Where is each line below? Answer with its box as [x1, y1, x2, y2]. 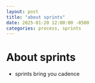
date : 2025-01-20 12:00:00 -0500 [6, 20, 90, 25]
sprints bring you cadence [14, 71, 80, 78]
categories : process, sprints [6, 25, 82, 31]
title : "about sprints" [6, 14, 66, 20]
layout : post [6, 8, 39, 15]
